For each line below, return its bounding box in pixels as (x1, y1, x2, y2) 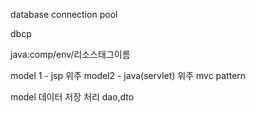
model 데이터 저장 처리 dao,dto (10, 91, 135, 103)
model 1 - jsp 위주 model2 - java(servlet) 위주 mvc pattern (10, 70, 247, 81)
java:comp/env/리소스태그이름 (10, 49, 131, 60)
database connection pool (10, 9, 118, 20)
